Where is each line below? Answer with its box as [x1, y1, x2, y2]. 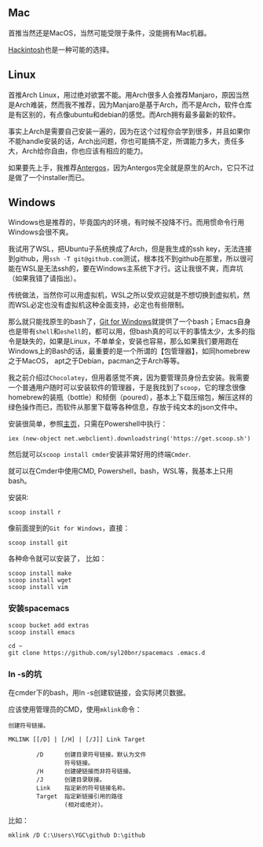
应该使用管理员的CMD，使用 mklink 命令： [8, 705, 142, 714]
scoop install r [8, 509, 61, 517]
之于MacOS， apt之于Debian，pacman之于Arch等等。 [8, 356, 184, 366]
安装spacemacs [8, 603, 70, 614]
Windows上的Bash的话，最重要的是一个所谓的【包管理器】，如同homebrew [8, 346, 250, 356]
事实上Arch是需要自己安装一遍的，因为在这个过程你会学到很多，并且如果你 [8, 126, 250, 136]
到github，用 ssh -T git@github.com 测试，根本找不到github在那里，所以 [8, 254, 240, 263]
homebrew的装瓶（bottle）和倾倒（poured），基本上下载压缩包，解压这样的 [8, 392, 253, 402]
